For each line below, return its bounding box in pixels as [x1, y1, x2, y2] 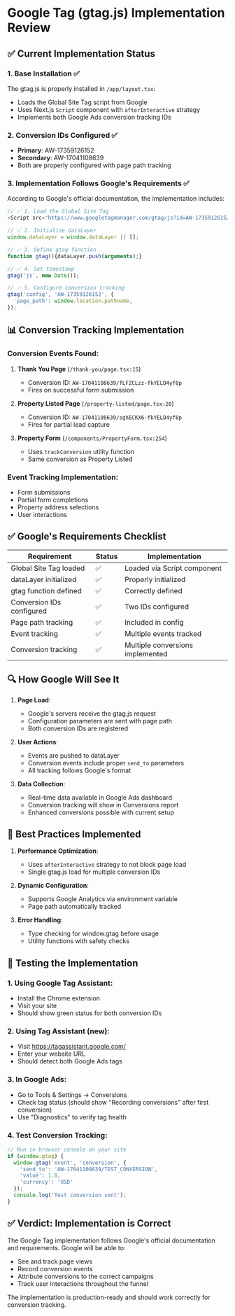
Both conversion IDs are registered [27, 724, 128, 733]
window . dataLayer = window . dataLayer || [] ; [7, 234, 139, 241]
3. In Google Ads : [7, 1075, 67, 1084]
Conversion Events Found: [7, 348, 99, 358]
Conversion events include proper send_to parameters [27, 758, 184, 767]
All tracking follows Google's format [27, 766, 131, 774]
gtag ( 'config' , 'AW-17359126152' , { [7, 291, 114, 298]
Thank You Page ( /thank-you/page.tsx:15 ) [17, 365, 141, 373]
